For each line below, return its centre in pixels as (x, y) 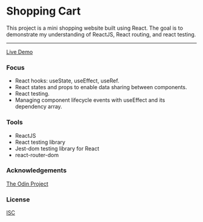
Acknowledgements (37, 170)
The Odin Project (27, 184)
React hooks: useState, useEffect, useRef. (67, 81)
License (18, 200)
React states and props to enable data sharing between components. (101, 87)
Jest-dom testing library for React (57, 148)
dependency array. (38, 107)
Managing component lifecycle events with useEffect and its (90, 100)
